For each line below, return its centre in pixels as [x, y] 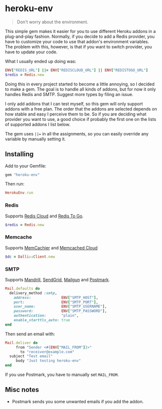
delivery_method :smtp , [33, 293]
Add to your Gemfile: [26, 166]
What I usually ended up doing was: [41, 61]
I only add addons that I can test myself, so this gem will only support [74, 104]
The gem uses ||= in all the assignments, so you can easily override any [77, 133]
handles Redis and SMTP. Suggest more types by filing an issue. [69, 94]
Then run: [15, 184]
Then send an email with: [30, 334]
